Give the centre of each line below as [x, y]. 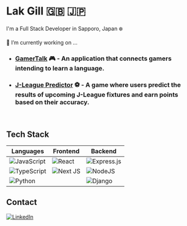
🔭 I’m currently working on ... [42, 42]
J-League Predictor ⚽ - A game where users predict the [98, 84]
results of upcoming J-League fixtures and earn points [97, 95]
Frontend [66, 151]
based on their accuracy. [52, 102]
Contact [22, 202]
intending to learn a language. [60, 68]
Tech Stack [28, 134]
